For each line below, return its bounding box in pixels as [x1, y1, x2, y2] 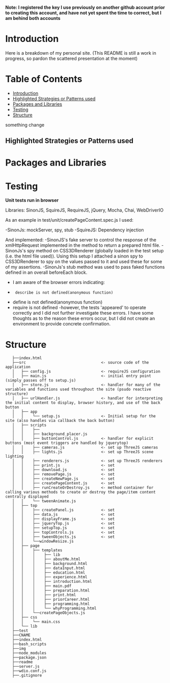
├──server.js [12, 664, 40, 669]
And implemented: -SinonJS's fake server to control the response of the [5, 237, 157, 243]
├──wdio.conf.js [12, 669, 47, 674]
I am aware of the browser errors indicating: [12, 279, 105, 286]
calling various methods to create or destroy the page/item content [5, 490, 156, 495]
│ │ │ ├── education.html [12, 570, 86, 575]
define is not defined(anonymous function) [12, 299, 103, 305]
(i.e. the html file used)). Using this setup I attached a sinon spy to [5, 253, 144, 260]
